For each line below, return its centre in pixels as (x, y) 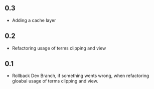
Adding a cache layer (34, 20)
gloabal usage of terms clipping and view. (55, 81)
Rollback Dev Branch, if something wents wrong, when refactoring (81, 76)
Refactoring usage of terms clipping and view (59, 48)
